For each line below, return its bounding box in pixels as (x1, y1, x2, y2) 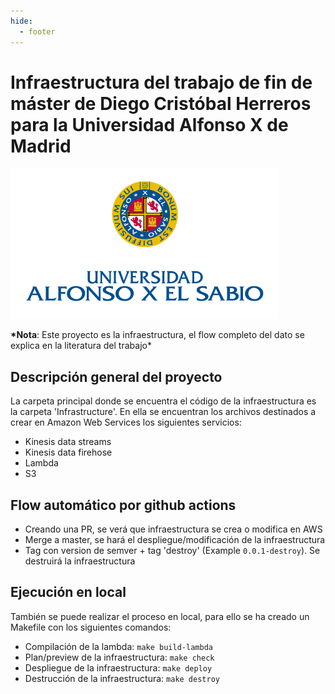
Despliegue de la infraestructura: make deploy (24, 661, 213, 674)
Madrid (10, 135, 72, 157)
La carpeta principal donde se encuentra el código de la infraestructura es (10, 395, 317, 407)
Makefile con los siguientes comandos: (10, 621, 172, 633)
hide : (10, 16, 33, 26)
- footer (19, 26, 56, 37)
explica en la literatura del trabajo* (10, 340, 152, 352)
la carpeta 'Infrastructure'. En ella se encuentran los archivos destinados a (10, 406, 317, 418)
